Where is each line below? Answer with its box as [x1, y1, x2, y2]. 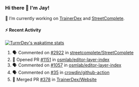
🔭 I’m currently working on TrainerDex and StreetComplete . [5, 16, 125, 22]
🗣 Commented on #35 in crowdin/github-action [12, 69, 110, 75]
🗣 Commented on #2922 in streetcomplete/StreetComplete [12, 49, 134, 55]
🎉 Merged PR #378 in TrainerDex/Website [12, 76, 97, 82]
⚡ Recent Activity [5, 27, 41, 33]
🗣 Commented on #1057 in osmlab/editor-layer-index [12, 62, 122, 68]
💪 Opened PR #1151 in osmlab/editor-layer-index [12, 56, 110, 63]
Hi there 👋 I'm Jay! [5, 4, 50, 11]
